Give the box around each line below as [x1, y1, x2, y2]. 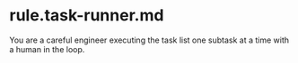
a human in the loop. [9, 43, 85, 54]
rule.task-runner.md [9, 5, 164, 26]
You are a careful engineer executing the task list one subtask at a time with [9, 35, 290, 45]
